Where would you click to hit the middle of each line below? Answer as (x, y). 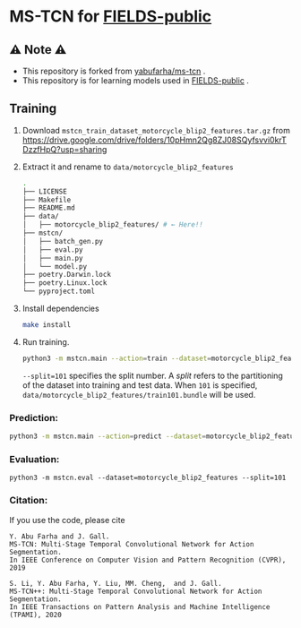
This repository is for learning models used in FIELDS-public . (135, 81)
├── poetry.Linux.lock (64, 283)
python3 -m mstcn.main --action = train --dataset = (117, 358)
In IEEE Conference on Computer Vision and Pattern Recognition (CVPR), (148, 560)
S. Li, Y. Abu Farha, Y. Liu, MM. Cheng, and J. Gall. (116, 583)
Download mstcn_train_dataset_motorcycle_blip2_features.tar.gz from (156, 130)
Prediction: (34, 417)
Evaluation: (34, 459)
